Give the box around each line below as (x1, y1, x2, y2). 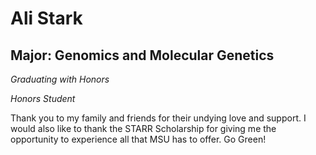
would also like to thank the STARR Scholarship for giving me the (10, 123, 277, 134)
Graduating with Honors (10, 73, 110, 85)
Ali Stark (10, 7, 83, 30)
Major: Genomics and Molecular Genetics (10, 47, 275, 64)
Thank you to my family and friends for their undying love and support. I (10, 112, 307, 124)
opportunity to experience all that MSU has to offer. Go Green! (10, 133, 267, 145)
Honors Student (10, 93, 76, 104)
